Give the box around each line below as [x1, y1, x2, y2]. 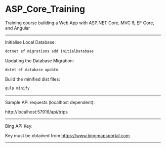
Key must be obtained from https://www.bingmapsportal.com [5, 132, 130, 139]
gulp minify [5, 85, 30, 91]
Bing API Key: [5, 123, 33, 129]
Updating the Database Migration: [5, 58, 74, 64]
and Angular [5, 25, 30, 31]
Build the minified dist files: [5, 76, 60, 82]
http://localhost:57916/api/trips [5, 109, 68, 114]
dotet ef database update [5, 67, 58, 72]
